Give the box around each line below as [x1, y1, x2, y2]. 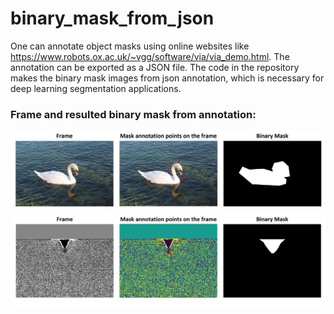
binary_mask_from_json [10, 7, 215, 30]
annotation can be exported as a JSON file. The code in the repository [10, 61, 300, 73]
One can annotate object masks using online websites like [10, 40, 250, 52]
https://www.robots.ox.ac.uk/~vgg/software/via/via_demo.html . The [10, 50, 290, 62]
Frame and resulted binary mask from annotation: [10, 107, 257, 121]
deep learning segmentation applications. [10, 82, 182, 94]
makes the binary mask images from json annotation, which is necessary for [10, 72, 325, 84]
